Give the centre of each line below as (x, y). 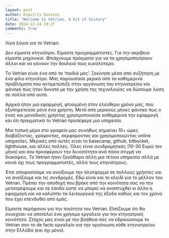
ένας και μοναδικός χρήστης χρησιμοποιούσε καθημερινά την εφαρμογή (82, 115)
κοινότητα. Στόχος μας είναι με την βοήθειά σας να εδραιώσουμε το (77, 219)
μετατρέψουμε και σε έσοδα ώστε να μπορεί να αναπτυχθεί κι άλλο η (79, 188)
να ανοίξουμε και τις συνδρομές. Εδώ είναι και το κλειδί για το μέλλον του (84, 177)
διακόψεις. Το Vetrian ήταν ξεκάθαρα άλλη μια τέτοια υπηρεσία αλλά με (82, 157)
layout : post (19, 10)
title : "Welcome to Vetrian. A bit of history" (56, 19)
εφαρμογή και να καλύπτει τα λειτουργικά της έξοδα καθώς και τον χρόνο (84, 194)
